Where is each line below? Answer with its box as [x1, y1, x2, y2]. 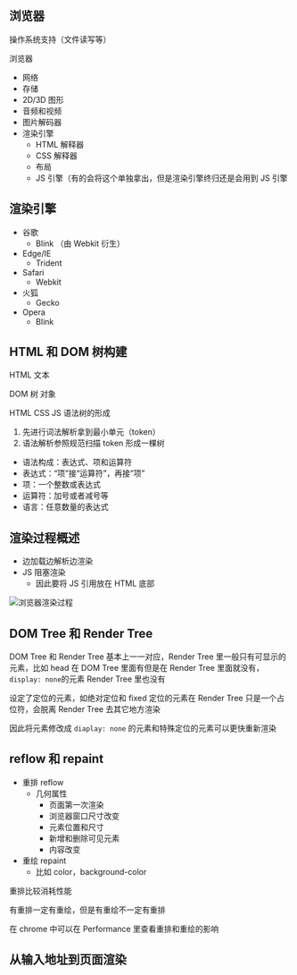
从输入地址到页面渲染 [9, 952, 127, 968]
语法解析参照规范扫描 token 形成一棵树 [21, 437, 165, 449]
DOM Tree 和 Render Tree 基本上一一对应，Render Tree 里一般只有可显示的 [9, 651, 287, 662]
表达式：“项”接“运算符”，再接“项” [21, 468, 145, 479]
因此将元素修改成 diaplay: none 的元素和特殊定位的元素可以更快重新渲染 [9, 723, 276, 733]
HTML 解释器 [35, 139, 85, 149]
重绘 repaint [21, 855, 67, 866]
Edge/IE [21, 248, 52, 259]
